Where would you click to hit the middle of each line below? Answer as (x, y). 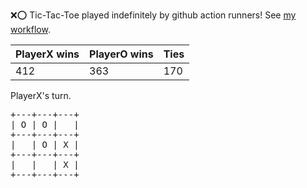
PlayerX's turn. (41, 95)
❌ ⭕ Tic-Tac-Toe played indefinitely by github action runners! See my (153, 15)
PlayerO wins (121, 54)
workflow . (30, 29)
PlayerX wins (47, 54)
